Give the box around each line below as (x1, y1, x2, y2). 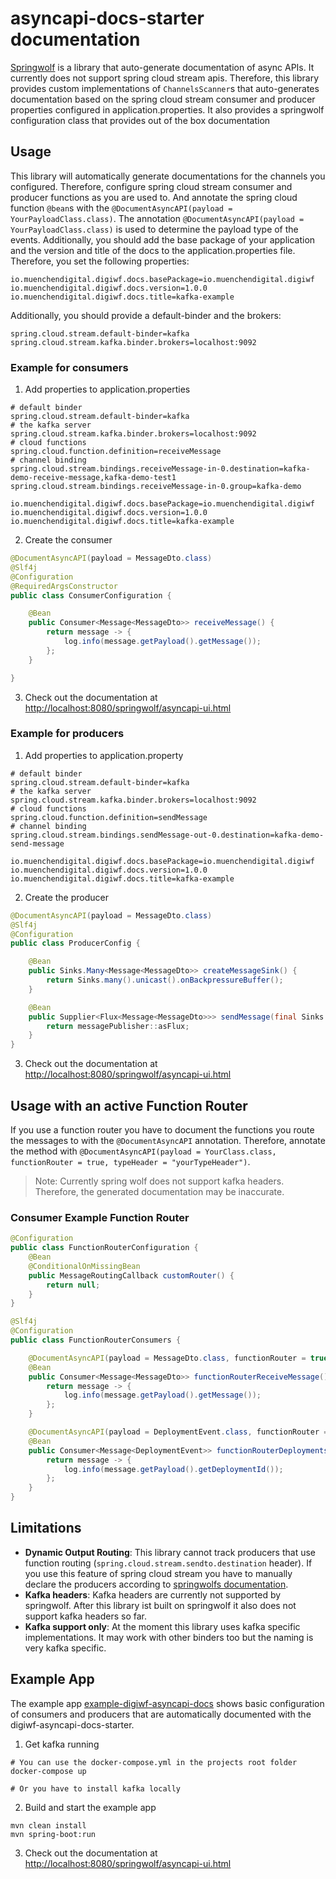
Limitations (10, 1520, 82, 1537)
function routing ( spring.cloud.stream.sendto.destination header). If (24, 1557, 313, 1569)
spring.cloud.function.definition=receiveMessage (10, 447, 222, 457)
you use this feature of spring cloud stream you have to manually (24, 1567, 293, 1579)
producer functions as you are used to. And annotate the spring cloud (10, 191, 298, 203)
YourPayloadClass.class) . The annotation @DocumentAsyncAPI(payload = (10, 212, 305, 224)
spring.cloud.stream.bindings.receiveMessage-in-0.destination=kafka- (10, 464, 311, 474)
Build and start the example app (24, 1801, 157, 1813)
